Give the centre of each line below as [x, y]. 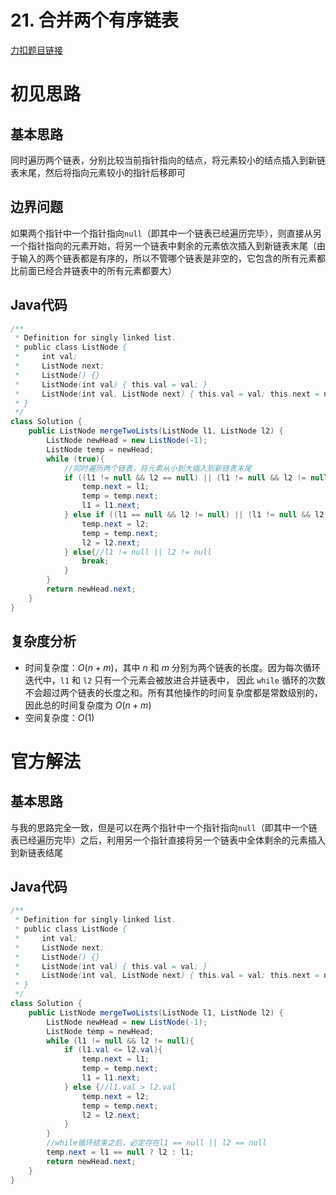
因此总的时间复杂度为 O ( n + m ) [88, 705]
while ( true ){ [75, 459]
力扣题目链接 [36, 50]
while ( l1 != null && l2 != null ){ [120, 1041]
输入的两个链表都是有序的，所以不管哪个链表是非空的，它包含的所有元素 [167, 258]
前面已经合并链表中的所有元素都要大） [97, 270]
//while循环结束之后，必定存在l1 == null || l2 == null [157, 1143]
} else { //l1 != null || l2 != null [138, 552]
